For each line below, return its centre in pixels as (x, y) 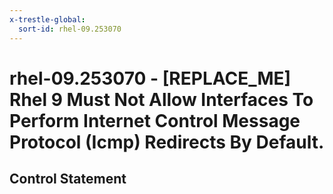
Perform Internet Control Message (155, 120)
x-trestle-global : (47, 19)
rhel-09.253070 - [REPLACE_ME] (150, 78)
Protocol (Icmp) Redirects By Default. (167, 142)
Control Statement (68, 179)
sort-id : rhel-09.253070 (70, 29)
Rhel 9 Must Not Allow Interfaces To (161, 99)
